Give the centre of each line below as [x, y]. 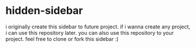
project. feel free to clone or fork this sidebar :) [62, 39]
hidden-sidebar [44, 11]
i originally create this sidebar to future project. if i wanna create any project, [98, 27]
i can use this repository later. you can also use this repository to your [90, 32]
